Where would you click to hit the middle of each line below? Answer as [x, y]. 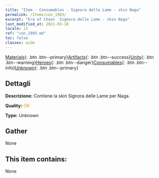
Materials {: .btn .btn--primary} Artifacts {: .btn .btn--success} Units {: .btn [79, 57]
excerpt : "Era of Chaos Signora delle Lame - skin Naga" [67, 19]
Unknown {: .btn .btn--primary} [47, 68]
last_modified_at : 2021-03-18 [37, 24]
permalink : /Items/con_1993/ [36, 15]
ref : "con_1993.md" [26, 33]
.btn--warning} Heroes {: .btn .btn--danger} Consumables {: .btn [70, 62]
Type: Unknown [22, 115]
